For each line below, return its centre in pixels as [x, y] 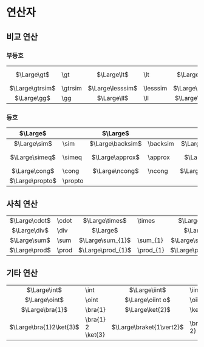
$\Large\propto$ [33, 181]
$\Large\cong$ [33, 171]
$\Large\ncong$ [116, 171]
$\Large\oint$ [44, 300]
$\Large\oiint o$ [148, 300]
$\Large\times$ [105, 220]
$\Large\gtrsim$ [32, 88]
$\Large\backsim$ [116, 144]
